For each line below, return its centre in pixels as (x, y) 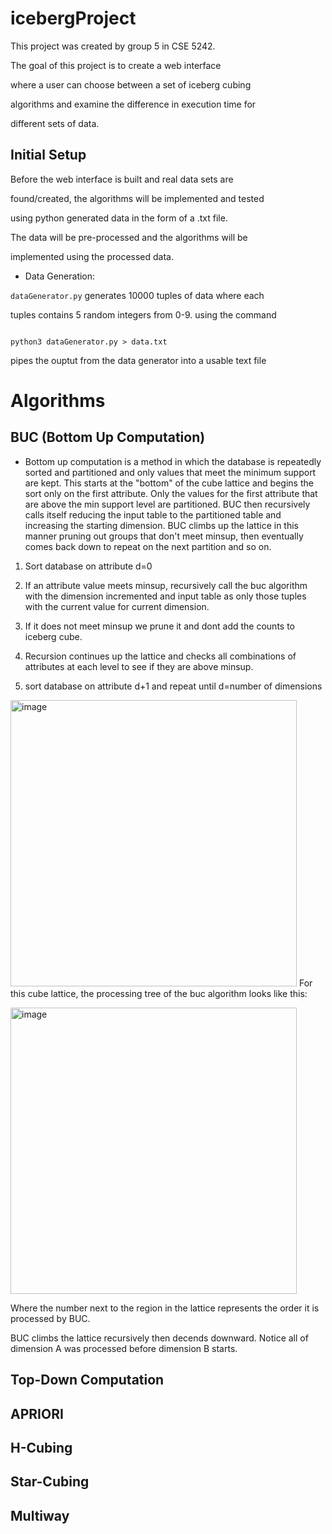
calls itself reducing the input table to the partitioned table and (153, 514)
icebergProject (73, 18)
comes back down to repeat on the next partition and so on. (148, 546)
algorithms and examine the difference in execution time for (133, 104)
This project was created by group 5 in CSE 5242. (113, 46)
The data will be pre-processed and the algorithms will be (129, 237)
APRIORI (37, 1413)
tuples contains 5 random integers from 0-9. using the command (143, 314)
